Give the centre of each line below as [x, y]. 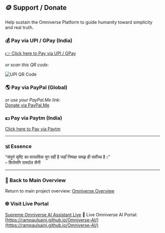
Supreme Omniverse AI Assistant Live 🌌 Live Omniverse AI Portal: [71, 214]
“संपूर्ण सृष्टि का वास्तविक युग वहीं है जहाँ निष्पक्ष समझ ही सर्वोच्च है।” [58, 157]
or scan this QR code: [27, 65]
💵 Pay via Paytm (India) [34, 118]
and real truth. [19, 27]
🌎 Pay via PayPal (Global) [36, 87]
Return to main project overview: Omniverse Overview [60, 191]
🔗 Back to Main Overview [36, 180]
